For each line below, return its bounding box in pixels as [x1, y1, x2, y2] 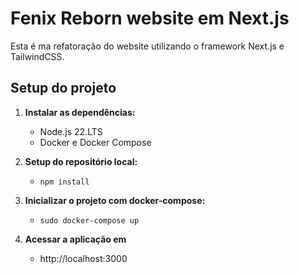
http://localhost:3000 [39, 252, 128, 264]
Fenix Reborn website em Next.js [10, 7, 290, 30]
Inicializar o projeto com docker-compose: [24, 194, 206, 206]
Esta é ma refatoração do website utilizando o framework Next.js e [10, 40, 285, 52]
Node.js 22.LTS [39, 125, 103, 137]
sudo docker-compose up [39, 215, 140, 226]
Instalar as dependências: [24, 106, 136, 118]
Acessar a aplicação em [24, 233, 127, 245]
